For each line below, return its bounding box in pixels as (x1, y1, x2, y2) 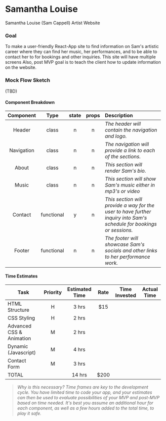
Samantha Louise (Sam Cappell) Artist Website (5, 20, 100, 26)
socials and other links (104, 247, 158, 254)
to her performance (104, 253, 151, 260)
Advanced (7, 323, 32, 329)
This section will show (104, 175, 157, 182)
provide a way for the (104, 202, 155, 209)
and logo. (104, 133, 127, 140)
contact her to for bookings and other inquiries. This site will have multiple (5, 54, 156, 60)
